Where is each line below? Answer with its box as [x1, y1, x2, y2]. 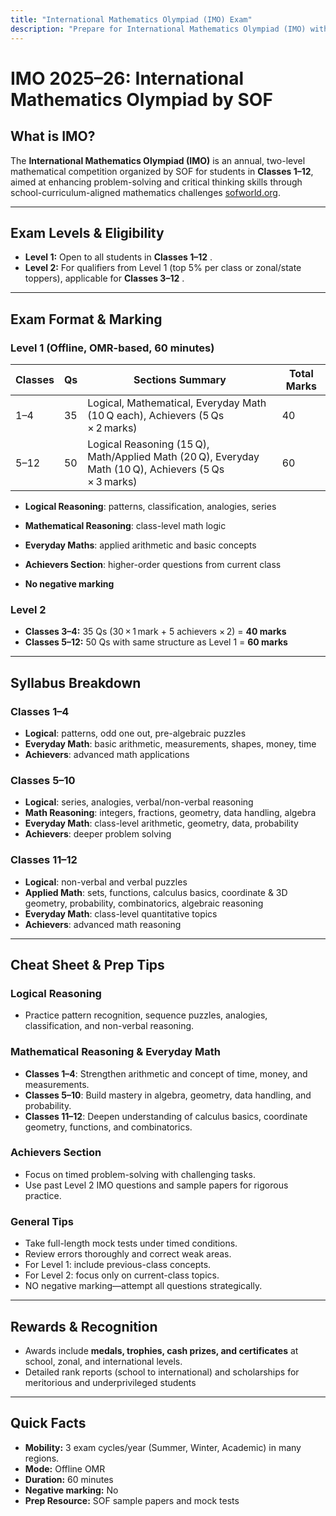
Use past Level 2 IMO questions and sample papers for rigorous [24, 1179, 289, 1191]
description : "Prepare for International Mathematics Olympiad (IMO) [10, 24, 307, 34]
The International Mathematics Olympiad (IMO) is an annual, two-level [10, 154, 306, 166]
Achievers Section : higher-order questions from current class [24, 559, 282, 570]
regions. [24, 1452, 60, 1464]
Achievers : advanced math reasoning [24, 918, 182, 930]
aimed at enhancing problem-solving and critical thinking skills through [10, 176, 303, 188]
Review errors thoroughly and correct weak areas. [24, 1248, 232, 1260]
